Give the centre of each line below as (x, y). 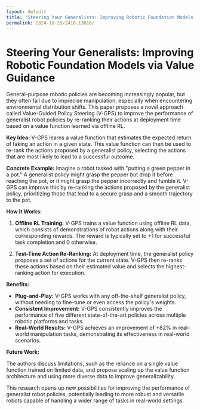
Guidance (31, 78)
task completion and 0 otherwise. (56, 242)
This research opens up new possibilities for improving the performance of (98, 388)
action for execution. (60, 273)
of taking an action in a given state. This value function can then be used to (99, 144)
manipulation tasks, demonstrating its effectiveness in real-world (110, 334)
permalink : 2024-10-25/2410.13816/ (50, 23)
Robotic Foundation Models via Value (100, 65)
